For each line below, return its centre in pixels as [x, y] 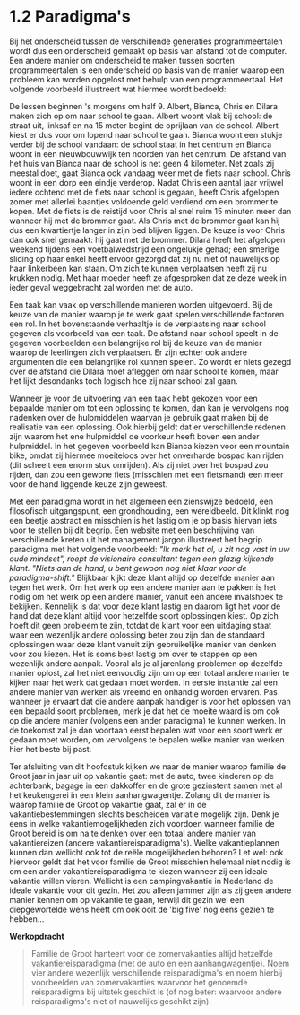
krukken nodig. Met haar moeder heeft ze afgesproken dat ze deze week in [148, 278]
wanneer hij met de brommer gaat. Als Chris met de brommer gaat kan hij [145, 221]
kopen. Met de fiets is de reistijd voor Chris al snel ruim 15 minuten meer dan [150, 211]
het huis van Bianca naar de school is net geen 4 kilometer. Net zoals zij [142, 163]
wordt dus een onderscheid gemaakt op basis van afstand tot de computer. [148, 50]
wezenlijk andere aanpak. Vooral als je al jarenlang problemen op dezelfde [146, 663]
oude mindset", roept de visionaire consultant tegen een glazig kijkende [142, 559]
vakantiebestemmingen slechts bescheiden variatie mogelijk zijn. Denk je [144, 814]
